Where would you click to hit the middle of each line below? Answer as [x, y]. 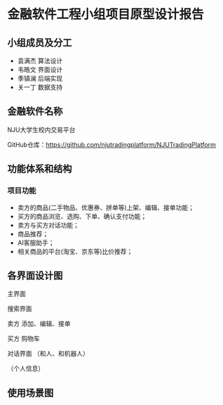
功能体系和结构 [40, 169]
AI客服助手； [36, 243]
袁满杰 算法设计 [40, 61]
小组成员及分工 [40, 43]
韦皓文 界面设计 [40, 70]
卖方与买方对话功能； [48, 225]
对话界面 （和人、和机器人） [48, 354]
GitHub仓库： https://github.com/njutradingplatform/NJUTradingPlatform [111, 144]
